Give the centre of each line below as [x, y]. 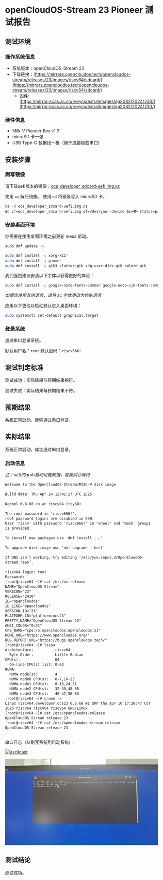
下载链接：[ [24, 74]
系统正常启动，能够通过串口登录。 [39, 420]
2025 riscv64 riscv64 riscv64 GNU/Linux [47, 708]
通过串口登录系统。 [24, 341]
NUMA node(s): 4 [33, 674]
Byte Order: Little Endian [46, 655]
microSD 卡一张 [28, 137]
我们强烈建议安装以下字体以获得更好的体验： [50, 276]
